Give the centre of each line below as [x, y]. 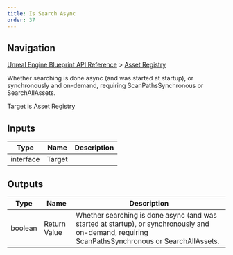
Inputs [21, 128]
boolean [24, 228]
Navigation [31, 48]
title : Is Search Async [42, 14]
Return [55, 224]
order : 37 [21, 20]
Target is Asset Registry [41, 106]
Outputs [25, 184]
